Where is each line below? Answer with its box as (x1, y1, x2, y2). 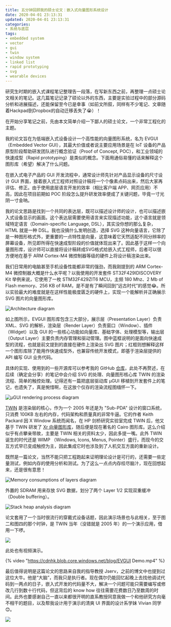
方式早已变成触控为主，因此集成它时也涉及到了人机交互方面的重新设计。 (9, 443, 161, 449)
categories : (5, 21, 31, 27)
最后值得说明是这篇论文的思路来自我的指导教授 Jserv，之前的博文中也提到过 (5, 568, 165, 574)
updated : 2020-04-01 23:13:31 (5, 17, 70, 22)
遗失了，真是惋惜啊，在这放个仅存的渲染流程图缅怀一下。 (18, 384, 139, 390)
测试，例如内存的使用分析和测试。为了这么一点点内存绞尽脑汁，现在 (9, 460, 153, 466)
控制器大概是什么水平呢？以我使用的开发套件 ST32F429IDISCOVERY (17, 269, 162, 276)
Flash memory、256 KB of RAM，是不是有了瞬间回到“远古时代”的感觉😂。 (5, 282, 161, 288)
